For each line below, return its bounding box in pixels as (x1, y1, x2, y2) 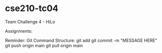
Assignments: (5, 28, 33, 34)
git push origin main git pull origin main (5, 42, 83, 48)
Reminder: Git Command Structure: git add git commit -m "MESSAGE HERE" (5, 37, 157, 43)
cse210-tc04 (5, 3, 58, 14)
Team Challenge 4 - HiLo (5, 19, 55, 25)
